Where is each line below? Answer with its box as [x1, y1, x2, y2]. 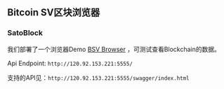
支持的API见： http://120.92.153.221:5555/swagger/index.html [7, 73, 190, 82]
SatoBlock [7, 28, 44, 38]
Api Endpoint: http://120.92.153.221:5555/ [7, 59, 133, 67]
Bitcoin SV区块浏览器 [7, 6, 100, 19]
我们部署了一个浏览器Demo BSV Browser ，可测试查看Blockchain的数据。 [7, 45, 221, 53]
